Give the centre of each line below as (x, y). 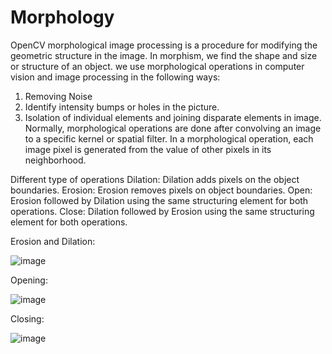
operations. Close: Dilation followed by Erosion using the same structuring (162, 211)
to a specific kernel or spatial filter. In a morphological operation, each (169, 138)
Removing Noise (58, 96)
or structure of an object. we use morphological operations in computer (157, 66)
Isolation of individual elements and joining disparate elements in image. (173, 117)
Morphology (62, 17)
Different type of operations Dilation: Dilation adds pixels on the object (155, 179)
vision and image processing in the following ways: (115, 77)
